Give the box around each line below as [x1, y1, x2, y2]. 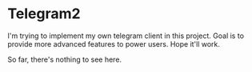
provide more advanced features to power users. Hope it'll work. [7, 39, 221, 48]
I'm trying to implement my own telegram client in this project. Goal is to [7, 31, 245, 40]
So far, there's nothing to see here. [7, 55, 122, 64]
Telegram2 [7, 5, 81, 23]
